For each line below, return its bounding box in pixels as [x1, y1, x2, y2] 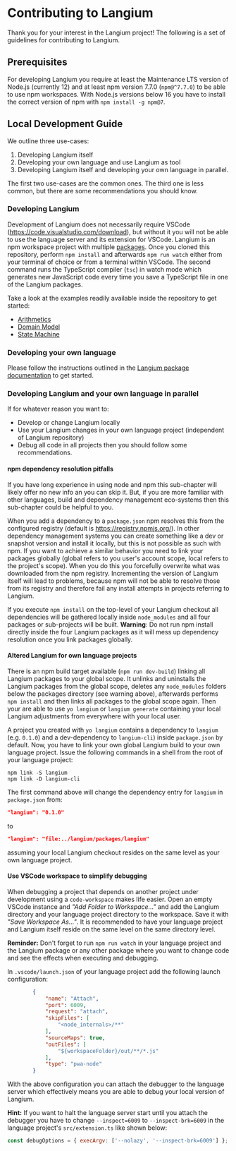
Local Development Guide [7, 118, 123, 130]
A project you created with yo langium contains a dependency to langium [7, 725, 218, 734]
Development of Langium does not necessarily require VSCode [7, 220, 190, 229]
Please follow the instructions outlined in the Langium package [7, 363, 190, 372]
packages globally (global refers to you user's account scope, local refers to [7, 554, 229, 562]
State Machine [17, 330, 60, 338]
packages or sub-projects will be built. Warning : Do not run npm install [7, 620, 213, 629]
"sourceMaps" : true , [44, 1034, 106, 1042]
